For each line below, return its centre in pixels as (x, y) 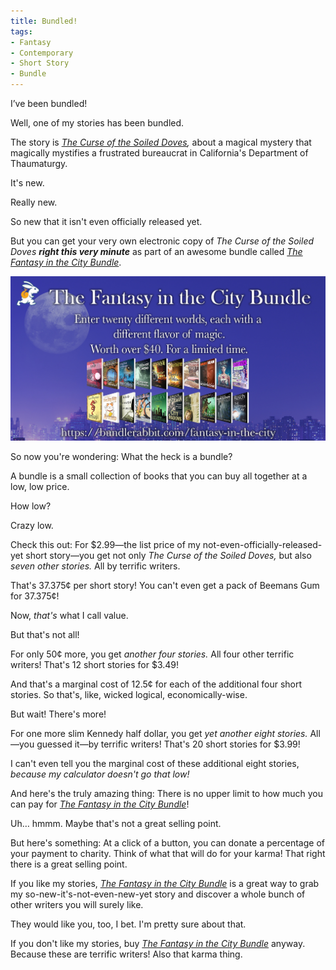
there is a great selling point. (69, 864)
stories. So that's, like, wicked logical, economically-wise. (129, 695)
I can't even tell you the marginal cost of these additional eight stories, (155, 764)
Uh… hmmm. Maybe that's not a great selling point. (116, 824)
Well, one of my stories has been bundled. (97, 123)
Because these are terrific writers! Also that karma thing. (126, 954)
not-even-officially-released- (262, 545)
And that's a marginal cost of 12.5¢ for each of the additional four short (156, 684)
